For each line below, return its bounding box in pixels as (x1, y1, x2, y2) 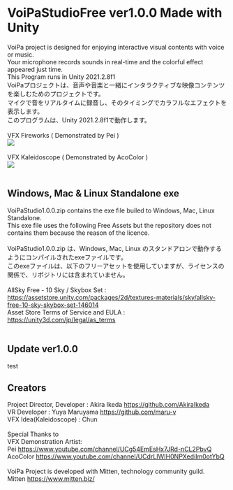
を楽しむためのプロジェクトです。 (7, 89, 105, 98)
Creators (7, 382, 47, 394)
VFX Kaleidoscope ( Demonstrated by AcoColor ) (7, 152, 149, 161)
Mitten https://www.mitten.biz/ (7, 475, 96, 483)
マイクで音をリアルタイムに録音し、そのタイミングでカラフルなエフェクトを (7, 98, 227, 106)
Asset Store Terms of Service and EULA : (7, 308, 126, 316)
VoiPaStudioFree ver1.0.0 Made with (7, 5, 223, 21)
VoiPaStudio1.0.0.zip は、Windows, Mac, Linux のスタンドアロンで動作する (7, 244, 222, 252)
